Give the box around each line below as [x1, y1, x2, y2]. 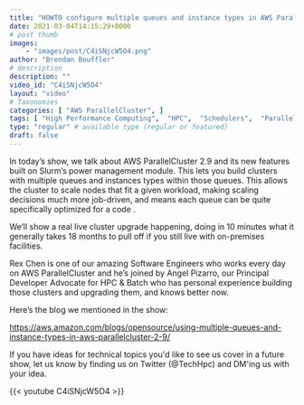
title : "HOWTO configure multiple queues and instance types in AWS [9, 13, 273, 23]
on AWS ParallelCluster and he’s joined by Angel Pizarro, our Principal [9, 268, 270, 278]
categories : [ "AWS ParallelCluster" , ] [9, 106, 165, 115]
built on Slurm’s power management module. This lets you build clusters [9, 165, 278, 176]
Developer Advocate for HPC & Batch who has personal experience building [9, 277, 292, 287]
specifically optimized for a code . [9, 203, 136, 214]
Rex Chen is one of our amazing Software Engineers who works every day [9, 258, 287, 268]
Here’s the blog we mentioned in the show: [9, 304, 169, 315]
